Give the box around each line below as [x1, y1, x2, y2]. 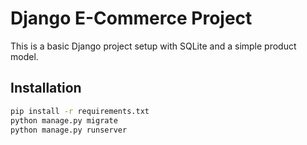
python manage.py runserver [10, 125, 128, 135]
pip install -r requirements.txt [10, 106, 150, 116]
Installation [10, 80, 82, 97]
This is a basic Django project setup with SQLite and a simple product [10, 40, 297, 52]
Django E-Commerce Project [10, 7, 253, 30]
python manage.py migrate [10, 115, 118, 126]
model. [10, 50, 39, 62]
